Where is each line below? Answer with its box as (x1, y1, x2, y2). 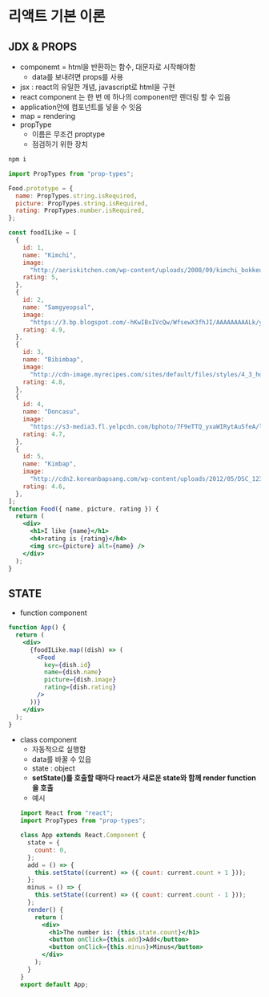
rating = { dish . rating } (43, 683, 116, 691)
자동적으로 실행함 (31, 744, 86, 755)
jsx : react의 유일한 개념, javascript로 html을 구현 (19, 82, 175, 92)
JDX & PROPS (8, 39, 78, 53)
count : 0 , (34, 846, 67, 854)
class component (19, 735, 78, 745)
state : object (31, 763, 76, 773)
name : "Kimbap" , (22, 460, 78, 468)
